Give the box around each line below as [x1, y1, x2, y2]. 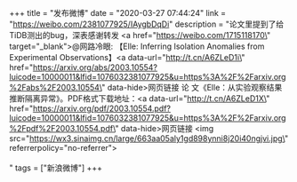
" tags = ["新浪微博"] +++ [9, 162, 103, 173]
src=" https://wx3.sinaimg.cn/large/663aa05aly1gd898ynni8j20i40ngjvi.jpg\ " [9, 133, 289, 144]
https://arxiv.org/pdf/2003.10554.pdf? [32, 103, 172, 114]
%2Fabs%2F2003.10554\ [9, 83, 102, 92]
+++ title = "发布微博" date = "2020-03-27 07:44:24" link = [9, 8, 227, 18]
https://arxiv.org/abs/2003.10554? [32, 62, 158, 73]
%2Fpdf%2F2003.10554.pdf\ [9, 123, 116, 133]
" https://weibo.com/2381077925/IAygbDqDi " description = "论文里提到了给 [9, 19, 285, 29]
